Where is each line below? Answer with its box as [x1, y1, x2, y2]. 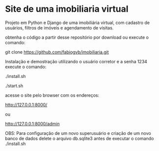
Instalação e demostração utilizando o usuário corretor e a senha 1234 [5, 58, 148, 64]
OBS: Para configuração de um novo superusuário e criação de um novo [5, 130, 151, 136]
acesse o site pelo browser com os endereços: [5, 92, 99, 98]
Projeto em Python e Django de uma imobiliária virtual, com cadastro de [5, 20, 150, 25]
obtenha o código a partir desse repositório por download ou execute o [5, 34, 149, 40]
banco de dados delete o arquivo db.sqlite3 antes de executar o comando [5, 135, 154, 141]
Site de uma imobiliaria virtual [5, 3, 129, 15]
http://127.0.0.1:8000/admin [5, 121, 60, 126]
